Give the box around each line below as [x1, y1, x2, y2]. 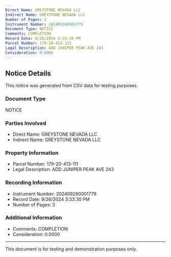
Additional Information [5, 214, 63, 221]
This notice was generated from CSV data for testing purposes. [5, 83, 138, 89]
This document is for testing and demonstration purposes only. [5, 246, 137, 252]
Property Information [5, 149, 59, 156]
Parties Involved [5, 119, 47, 126]
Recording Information [5, 179, 63, 186]
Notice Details [5, 69, 51, 78]
